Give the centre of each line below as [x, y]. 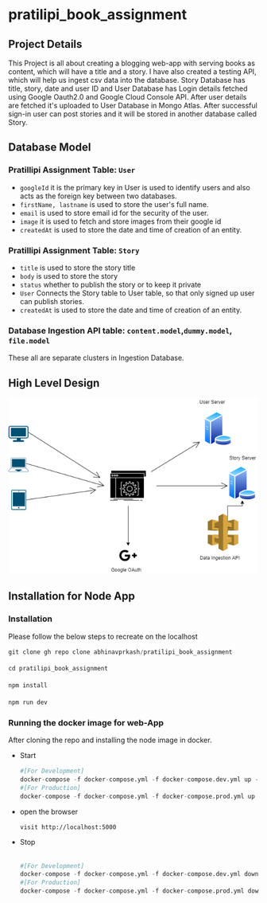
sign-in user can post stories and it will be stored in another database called [132, 114]
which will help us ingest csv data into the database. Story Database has [127, 80]
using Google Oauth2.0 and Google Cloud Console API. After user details [128, 97]
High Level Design [54, 383]
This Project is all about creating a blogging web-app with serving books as [132, 63]
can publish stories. [52, 301]
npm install [28, 686]
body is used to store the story [69, 276]
